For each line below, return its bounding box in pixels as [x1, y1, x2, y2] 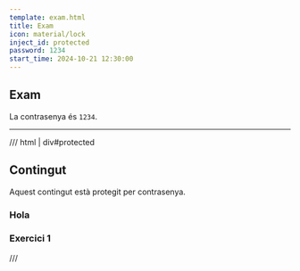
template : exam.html [9, 12, 87, 22]
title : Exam [9, 21, 54, 30]
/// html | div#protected [9, 136, 96, 147]
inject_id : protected [9, 37, 90, 47]
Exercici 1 [9, 233, 52, 245]
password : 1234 [9, 46, 66, 55]
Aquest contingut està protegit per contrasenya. [9, 186, 186, 197]
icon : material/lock [9, 29, 87, 38]
